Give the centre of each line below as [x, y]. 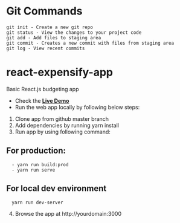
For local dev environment [56, 189]
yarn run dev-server [37, 202]
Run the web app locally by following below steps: [77, 107]
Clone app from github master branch [62, 118]
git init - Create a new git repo [50, 27]
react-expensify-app [60, 72]
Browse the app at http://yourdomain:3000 [68, 213]
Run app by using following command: [63, 132]
